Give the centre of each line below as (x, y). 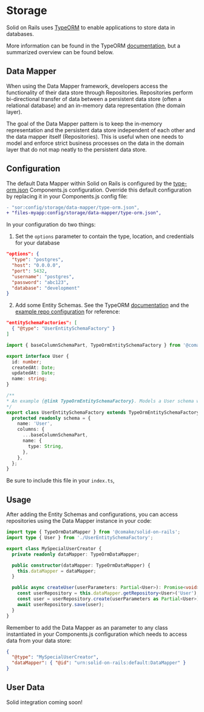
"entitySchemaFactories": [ (42, 323)
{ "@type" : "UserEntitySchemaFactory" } (63, 329)
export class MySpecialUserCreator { (54, 548)
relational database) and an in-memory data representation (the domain (96, 105)
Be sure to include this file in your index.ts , (60, 481)
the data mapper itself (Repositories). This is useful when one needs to (95, 136)
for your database (37, 243)
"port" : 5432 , (29, 271)
